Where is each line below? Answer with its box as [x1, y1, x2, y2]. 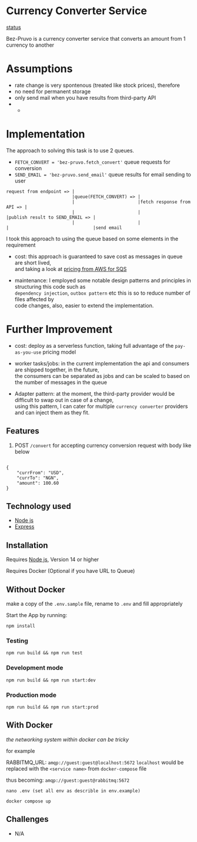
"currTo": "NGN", [16, 475, 59, 481]
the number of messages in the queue [14, 378, 108, 386]
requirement [6, 241, 36, 249]
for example [6, 747, 35, 754]
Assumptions [6, 62, 73, 76]
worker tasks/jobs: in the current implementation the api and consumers [14, 360, 190, 367]
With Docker [6, 720, 53, 730]
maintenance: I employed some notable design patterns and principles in [14, 276, 191, 284]
